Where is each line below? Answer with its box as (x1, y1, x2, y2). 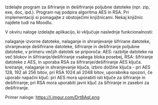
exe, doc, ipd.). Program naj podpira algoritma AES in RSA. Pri (5, 9, 129, 15)
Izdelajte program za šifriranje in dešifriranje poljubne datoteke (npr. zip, (5, 4, 150, 10)
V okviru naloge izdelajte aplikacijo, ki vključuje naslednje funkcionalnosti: (5, 29, 154, 35)
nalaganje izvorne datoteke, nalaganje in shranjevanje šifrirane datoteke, (5, 38, 151, 44)
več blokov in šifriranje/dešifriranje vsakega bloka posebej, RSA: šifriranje (5, 54, 153, 60)
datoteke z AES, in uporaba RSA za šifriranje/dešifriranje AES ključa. (5, 59, 142, 65)
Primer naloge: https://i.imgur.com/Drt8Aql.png (5, 94, 100, 100)
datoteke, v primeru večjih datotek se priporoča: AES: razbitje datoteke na (5, 49, 154, 54)
